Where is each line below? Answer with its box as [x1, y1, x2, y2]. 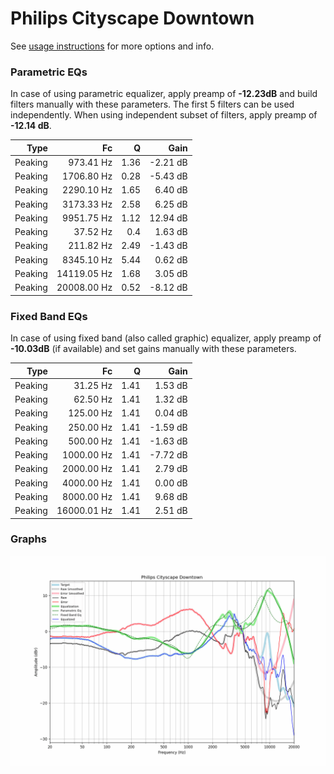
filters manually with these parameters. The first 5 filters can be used [10, 98, 295, 111]
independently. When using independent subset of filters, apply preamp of [10, 109, 318, 121]
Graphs [10, 532, 47, 546]
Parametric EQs [10, 65, 88, 79]
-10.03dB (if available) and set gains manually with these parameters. [10, 343, 297, 355]
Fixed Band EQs [10, 309, 88, 323]
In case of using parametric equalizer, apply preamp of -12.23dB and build [10, 88, 318, 100]
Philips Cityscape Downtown [10, 7, 255, 30]
